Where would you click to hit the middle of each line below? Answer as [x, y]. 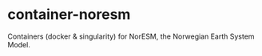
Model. [19, 44]
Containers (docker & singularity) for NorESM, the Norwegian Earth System [131, 36]
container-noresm [69, 15]
